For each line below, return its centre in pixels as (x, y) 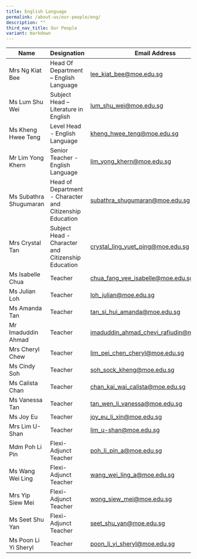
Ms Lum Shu (26, 102)
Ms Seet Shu (26, 520)
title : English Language (36, 11)
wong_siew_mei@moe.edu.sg (131, 499)
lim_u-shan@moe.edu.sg (125, 430)
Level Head (65, 126)
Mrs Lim (20, 426)
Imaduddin (24, 332)
